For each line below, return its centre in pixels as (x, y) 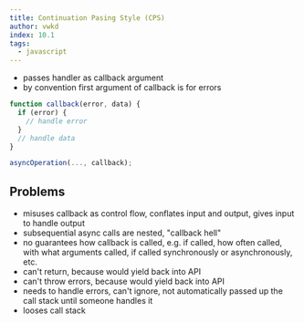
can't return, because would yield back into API (112, 272)
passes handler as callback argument (93, 78)
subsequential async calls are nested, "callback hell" (122, 233)
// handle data (47, 138)
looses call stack (54, 310)
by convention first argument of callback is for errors (122, 88)
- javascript (42, 52)
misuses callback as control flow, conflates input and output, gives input (158, 214)
